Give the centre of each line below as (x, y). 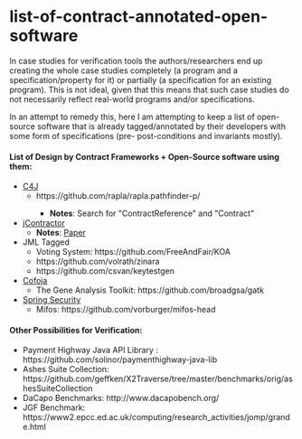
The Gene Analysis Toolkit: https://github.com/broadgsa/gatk (150, 290)
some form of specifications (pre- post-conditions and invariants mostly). (146, 135)
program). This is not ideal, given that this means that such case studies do (149, 89)
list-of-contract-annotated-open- (139, 17)
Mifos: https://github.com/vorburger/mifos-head (126, 310)
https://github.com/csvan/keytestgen (105, 271)
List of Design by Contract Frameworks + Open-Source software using (145, 156)
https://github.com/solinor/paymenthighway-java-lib (120, 360)
